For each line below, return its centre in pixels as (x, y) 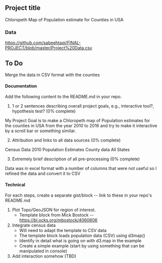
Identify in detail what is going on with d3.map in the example (80, 241)
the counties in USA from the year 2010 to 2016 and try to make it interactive (81, 126)
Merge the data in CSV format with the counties (52, 75)
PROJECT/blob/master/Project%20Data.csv (49, 48)
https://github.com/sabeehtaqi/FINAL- (43, 43)
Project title (23, 8)
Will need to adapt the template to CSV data (63, 231)
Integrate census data (34, 225)
